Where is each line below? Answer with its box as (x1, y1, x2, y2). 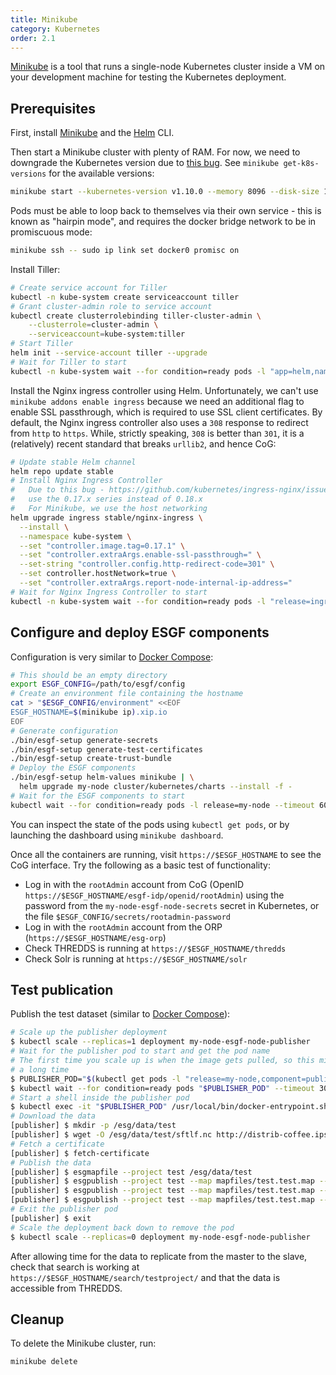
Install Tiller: (10, 263, 61, 275)
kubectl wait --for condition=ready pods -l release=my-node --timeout (10, 800, 315, 810)
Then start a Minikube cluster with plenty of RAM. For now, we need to (10, 146, 301, 158)
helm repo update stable (10, 466, 114, 476)
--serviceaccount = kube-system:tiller (28, 329, 186, 340)
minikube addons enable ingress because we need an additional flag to (10, 395, 305, 407)
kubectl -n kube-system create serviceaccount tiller (10, 292, 240, 302)
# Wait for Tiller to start (10, 357, 128, 367)
